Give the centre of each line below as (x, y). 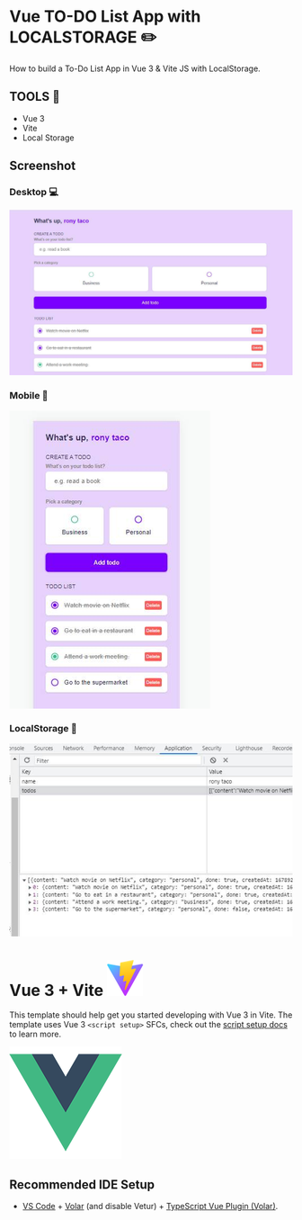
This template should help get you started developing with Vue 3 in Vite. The (151, 1015)
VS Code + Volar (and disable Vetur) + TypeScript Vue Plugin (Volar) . (150, 1207)
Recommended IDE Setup (82, 1184)
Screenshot (43, 166)
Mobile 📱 (29, 396)
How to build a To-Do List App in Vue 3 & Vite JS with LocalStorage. (135, 68)
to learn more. (35, 1034)
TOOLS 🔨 (35, 97)
